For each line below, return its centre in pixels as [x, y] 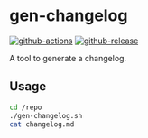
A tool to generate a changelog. [68, 58]
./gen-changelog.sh [46, 115]
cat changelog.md [42, 124]
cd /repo [26, 107]
